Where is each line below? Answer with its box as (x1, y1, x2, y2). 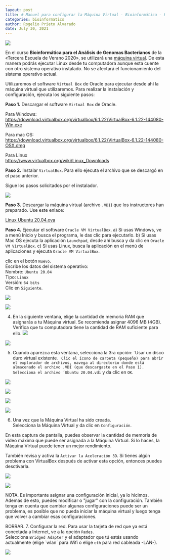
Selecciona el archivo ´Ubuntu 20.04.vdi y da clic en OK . (12, 369, 134, 376)
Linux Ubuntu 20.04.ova (5, 217, 56, 223)
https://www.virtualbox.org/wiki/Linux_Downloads (5, 158, 110, 164)
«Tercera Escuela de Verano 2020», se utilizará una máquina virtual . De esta (5, 55, 164, 61)
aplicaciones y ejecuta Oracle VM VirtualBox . (5, 248, 100, 254)
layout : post (5, 7, 33, 13)
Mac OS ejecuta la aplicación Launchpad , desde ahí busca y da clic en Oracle (5, 238, 164, 244)
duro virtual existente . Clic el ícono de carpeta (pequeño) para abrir (12, 355, 163, 361)
